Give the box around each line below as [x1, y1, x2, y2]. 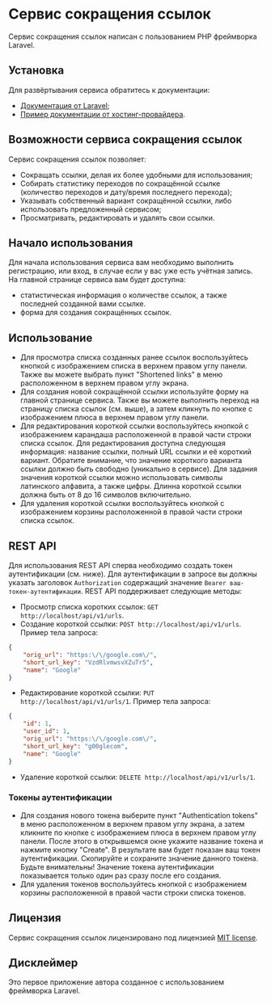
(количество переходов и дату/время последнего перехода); [19, 187, 233, 196]
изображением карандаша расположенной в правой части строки [19, 430, 252, 440]
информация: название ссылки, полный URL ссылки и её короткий [19, 447, 252, 457]
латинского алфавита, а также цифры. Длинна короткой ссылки [19, 482, 242, 491]
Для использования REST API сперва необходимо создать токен [8, 561, 233, 570]
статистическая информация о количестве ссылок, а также [19, 290, 228, 300]
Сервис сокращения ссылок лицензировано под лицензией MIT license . [8, 933, 258, 942]
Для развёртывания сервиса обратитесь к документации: [8, 85, 210, 95]
